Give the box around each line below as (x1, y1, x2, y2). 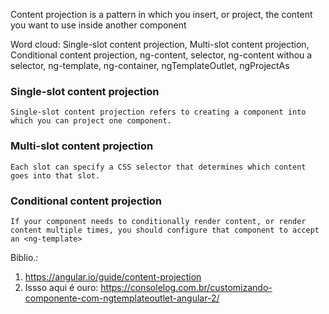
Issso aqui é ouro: (24, 281, 99, 293)
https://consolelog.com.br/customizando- (100, 281, 273, 293)
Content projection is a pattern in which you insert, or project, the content (10, 9, 313, 20)
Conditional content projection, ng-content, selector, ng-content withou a (10, 49, 313, 61)
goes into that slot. (10, 170, 101, 181)
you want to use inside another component (10, 19, 187, 31)
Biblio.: (10, 251, 39, 263)
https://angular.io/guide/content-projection (24, 270, 202, 283)
